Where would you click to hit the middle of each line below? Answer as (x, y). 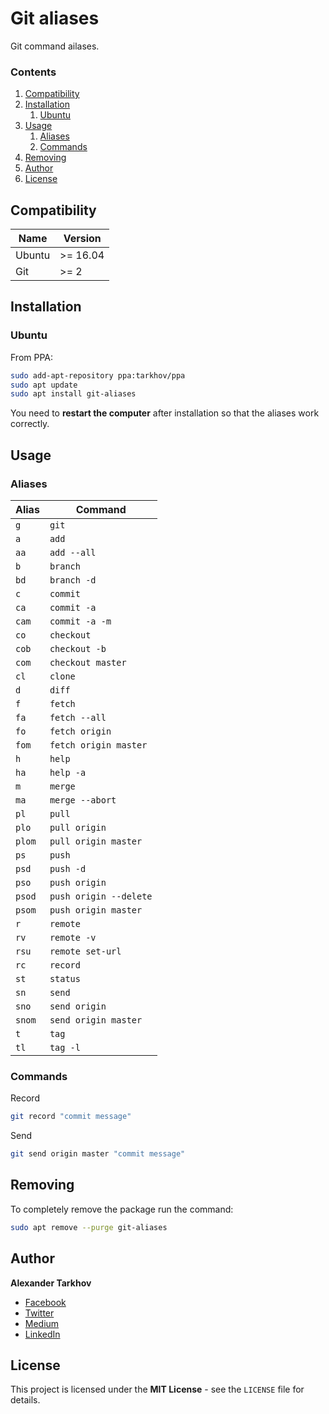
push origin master (96, 910)
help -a (68, 773)
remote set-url (85, 951)
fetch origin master (98, 745)
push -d (68, 869)
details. (25, 1400)
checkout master (88, 663)
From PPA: (32, 357)
